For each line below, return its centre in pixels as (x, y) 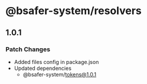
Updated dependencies (43, 68)
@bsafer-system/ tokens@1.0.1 (60, 74)
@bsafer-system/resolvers (74, 11)
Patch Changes (28, 49)
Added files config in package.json (56, 62)
